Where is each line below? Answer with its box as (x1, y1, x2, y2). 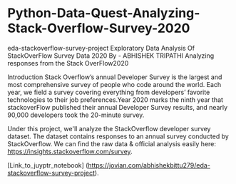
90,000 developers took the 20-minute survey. (7, 111, 145, 119)
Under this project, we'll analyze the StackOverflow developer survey (7, 124, 211, 133)
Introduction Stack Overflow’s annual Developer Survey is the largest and (7, 73, 222, 81)
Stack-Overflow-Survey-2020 (7, 20, 190, 36)
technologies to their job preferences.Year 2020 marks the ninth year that (7, 95, 223, 104)
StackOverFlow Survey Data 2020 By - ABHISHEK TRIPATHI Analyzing (7, 51, 215, 60)
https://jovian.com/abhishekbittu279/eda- (88, 160, 210, 169)
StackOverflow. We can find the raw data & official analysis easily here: (7, 139, 216, 148)
